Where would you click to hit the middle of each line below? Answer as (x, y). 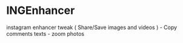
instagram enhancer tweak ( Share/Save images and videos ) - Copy (92, 27)
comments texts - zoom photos (45, 33)
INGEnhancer (41, 11)
